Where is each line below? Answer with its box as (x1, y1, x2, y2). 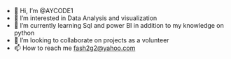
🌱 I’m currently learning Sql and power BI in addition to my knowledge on (13, 22, 224, 29)
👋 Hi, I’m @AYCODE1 (13, 7, 73, 15)
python (13, 28, 35, 37)
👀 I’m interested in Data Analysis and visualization (13, 14, 157, 22)
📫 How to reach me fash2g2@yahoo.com (13, 44, 136, 52)
